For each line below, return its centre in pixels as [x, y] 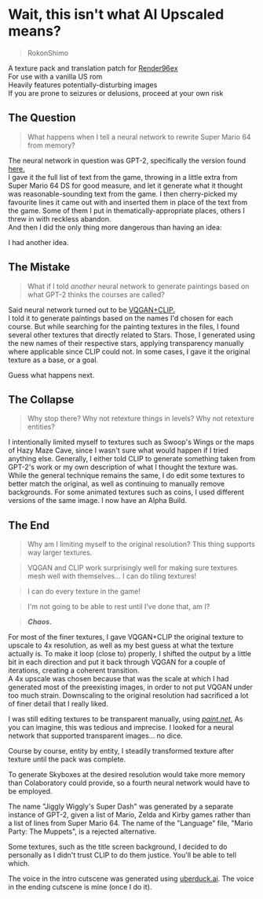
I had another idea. [38, 242]
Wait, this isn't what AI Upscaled [116, 15]
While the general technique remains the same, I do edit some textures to [126, 475]
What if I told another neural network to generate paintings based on [138, 286]
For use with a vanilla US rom [55, 76]
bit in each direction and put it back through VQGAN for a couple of [117, 662]
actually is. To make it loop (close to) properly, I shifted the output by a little [130, 654]
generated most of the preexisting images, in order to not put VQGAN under [130, 687]
